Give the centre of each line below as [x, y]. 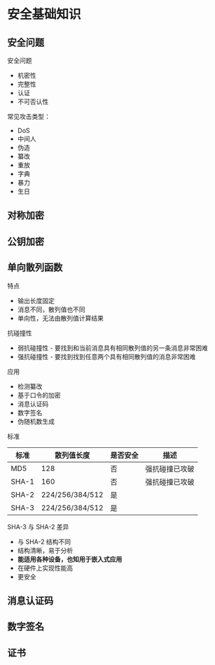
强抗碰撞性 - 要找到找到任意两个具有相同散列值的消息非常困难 [106, 356]
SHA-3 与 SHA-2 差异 [38, 526]
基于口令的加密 [39, 395]
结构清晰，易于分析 [45, 550]
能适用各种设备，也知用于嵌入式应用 [70, 559]
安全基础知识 [44, 14]
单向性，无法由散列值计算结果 [60, 318]
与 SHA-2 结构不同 [44, 541]
